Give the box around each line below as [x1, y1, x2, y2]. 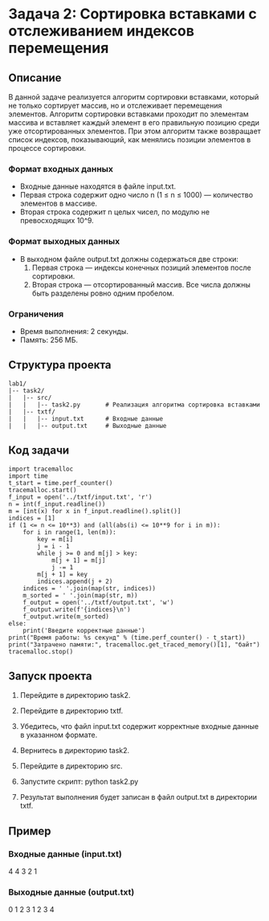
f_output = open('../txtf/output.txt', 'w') [22, 598, 174, 606]
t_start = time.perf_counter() [8, 479, 113, 487]
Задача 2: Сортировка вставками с [8, 5, 257, 23]
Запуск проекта [8, 669, 92, 683]
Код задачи [8, 443, 70, 458]
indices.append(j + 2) [37, 577, 113, 585]
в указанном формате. [19, 730, 98, 740]
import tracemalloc [8, 465, 74, 473]
